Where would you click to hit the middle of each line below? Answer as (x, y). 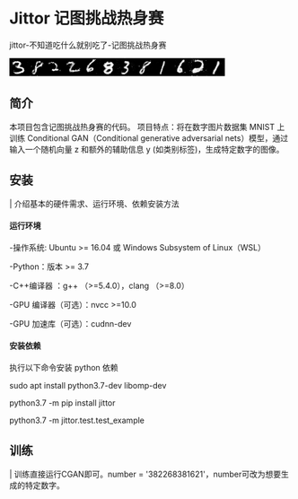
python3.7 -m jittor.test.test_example (77, 420)
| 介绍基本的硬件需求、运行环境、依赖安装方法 (94, 204)
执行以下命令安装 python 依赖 (64, 367)
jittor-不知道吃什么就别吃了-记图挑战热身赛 (88, 45)
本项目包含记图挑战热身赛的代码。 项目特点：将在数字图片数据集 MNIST (142, 127)
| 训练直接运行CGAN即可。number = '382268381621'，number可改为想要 (145, 474)
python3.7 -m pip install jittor (62, 403)
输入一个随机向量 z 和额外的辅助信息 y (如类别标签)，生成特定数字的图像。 (147, 149)
